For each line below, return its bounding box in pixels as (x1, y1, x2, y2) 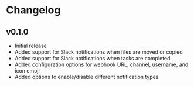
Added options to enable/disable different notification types (14, 74, 159, 80)
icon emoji (14, 67, 40, 74)
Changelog (6, 4, 61, 17)
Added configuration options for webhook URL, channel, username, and (14, 61, 189, 68)
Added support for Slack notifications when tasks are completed (14, 55, 171, 61)
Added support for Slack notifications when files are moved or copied (14, 49, 183, 56)
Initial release (14, 42, 47, 49)
